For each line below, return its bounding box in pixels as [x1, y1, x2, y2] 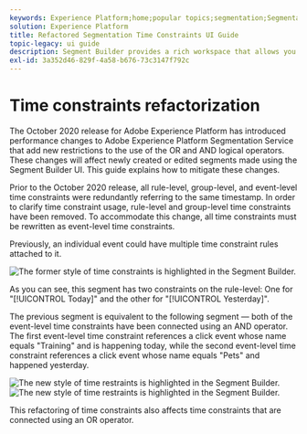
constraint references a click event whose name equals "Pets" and [9, 349, 260, 361]
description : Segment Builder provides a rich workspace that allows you [9, 48, 297, 57]
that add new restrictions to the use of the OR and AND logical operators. [9, 144, 285, 155]
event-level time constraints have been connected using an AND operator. [9, 321, 289, 332]
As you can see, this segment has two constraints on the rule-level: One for [9, 283, 294, 294]
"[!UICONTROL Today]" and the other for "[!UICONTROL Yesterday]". [9, 293, 270, 304]
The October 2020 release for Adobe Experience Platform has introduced [9, 125, 286, 136]
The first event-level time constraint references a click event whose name [9, 330, 287, 341]
